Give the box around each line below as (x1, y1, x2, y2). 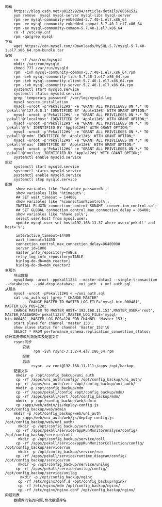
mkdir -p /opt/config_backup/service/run (17, 449, 103, 454)
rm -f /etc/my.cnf (14, 30, 51, 35)
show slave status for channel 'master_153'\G (14, 325, 110, 330)
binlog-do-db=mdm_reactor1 (16, 259, 70, 263)
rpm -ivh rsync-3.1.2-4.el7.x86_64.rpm (33, 349, 114, 354)
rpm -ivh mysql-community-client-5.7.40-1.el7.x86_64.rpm (14, 79, 133, 83)
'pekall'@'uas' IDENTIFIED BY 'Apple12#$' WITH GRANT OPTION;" (5, 142, 136, 147)
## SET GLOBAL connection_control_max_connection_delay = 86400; (16, 208, 151, 213)
